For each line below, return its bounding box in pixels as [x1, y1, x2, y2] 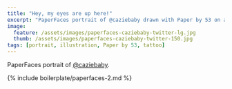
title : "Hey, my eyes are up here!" [7, 10, 113, 17]
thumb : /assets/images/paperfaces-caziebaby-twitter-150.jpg [13, 36, 193, 42]
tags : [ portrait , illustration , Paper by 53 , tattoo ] [7, 42, 166, 49]
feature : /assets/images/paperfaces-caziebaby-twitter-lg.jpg [13, 29, 196, 36]
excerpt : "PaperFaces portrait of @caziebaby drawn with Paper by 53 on [7, 16, 221, 23]
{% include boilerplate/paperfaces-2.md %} [7, 74, 133, 82]
